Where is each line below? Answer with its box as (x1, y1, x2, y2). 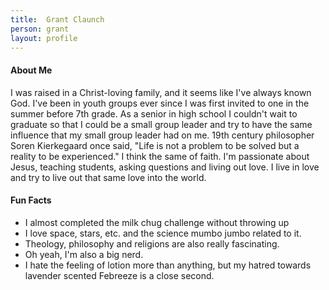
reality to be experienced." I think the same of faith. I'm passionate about (10, 150, 310, 162)
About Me (10, 64, 53, 76)
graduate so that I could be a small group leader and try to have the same (10, 118, 313, 130)
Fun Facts (10, 194, 52, 206)
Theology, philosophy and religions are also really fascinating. (24, 237, 280, 250)
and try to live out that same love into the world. (10, 171, 207, 183)
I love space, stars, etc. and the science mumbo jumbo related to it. (24, 227, 302, 239)
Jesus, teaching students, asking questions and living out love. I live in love (10, 161, 320, 173)
